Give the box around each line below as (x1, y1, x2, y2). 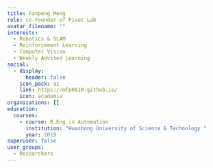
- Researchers (13, 150, 53, 158)
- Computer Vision (13, 49, 66, 56)
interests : (7, 29, 38, 36)
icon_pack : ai (19, 80, 60, 87)
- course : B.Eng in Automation (19, 118, 109, 125)
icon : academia (19, 93, 63, 100)
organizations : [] (7, 99, 60, 106)
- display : (13, 67, 45, 74)
